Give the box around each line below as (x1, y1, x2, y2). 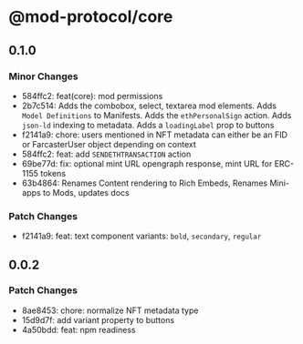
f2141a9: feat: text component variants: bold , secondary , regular (21, 230, 262, 242)
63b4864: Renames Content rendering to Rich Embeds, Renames (21, 177, 268, 188)
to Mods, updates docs (43, 187, 130, 197)
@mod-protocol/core (8, 6, 173, 27)
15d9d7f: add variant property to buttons (21, 314, 175, 325)
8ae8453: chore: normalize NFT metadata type (21, 305, 199, 316)
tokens (39, 167, 66, 178)
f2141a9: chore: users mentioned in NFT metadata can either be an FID (21, 129, 288, 140)
